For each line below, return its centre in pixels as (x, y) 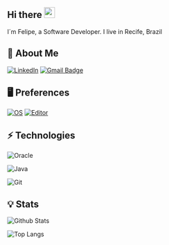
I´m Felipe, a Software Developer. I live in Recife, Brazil (85, 31)
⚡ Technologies (41, 135)
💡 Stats (23, 204)
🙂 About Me (33, 54)
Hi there (25, 15)
